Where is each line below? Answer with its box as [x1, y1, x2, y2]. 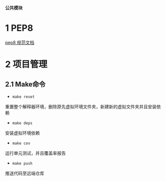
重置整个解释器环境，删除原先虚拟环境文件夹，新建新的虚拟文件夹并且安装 [5, 104, 157, 110]
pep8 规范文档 [5, 39, 35, 45]
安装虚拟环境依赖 [5, 130, 40, 136]
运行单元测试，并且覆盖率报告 [5, 150, 66, 156]
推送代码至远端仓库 [5, 170, 44, 176]
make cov [12, 141, 31, 146]
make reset [12, 94, 35, 99]
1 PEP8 [5, 22, 34, 34]
